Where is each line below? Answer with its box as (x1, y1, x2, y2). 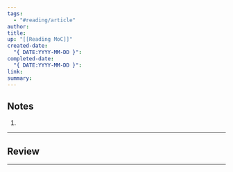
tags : (7, 10, 23, 17)
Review (7, 145, 40, 157)
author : (7, 23, 30, 30)
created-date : (7, 42, 49, 49)
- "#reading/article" (13, 17, 76, 24)
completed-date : (7, 55, 54, 62)
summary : (7, 74, 33, 82)
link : (7, 68, 23, 75)
